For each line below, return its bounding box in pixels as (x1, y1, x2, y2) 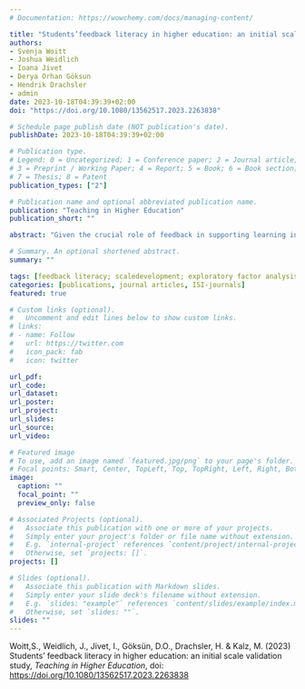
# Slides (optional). (9, 574, 92, 583)
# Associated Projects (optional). (9, 514, 144, 524)
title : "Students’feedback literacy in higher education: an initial (9, 29, 279, 39)
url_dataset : (9, 389, 59, 398)
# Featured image (9, 447, 75, 457)
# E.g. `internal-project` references (9, 540, 165, 550)
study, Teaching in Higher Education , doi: (9, 660, 164, 671)
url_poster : (9, 397, 54, 407)
